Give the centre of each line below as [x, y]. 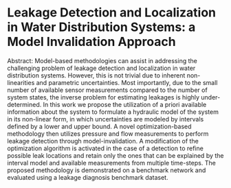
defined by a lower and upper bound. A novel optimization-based [99, 126]
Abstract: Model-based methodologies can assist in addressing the [102, 60]
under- [211, 97]
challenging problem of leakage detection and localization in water [101, 68]
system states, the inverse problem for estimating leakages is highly [103, 97]
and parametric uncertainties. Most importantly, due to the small [127, 82]
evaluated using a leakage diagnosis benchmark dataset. [88, 177]
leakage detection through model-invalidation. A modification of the [103, 141]
